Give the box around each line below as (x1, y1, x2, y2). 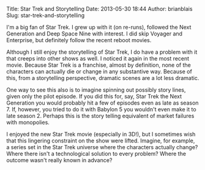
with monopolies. (6, 119, 50, 126)
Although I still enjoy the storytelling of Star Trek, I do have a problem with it (6, 48, 198, 56)
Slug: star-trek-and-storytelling (6, 12, 85, 19)
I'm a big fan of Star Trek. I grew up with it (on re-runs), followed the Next (6, 24, 192, 31)
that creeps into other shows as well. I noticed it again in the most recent (6, 55, 190, 62)
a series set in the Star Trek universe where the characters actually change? (6, 144, 198, 150)
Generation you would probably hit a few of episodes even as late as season (6, 99, 199, 106)
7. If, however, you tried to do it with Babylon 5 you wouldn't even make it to (6, 106, 197, 113)
